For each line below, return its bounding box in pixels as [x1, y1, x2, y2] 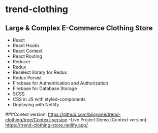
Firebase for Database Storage [12, 85, 77, 92]
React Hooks [12, 42, 40, 49]
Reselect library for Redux [12, 69, 67, 75]
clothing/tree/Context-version [5, 117, 68, 122]
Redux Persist [12, 75, 42, 80]
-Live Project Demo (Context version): [68, 117, 148, 122]
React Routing [12, 53, 42, 59]
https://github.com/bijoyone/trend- [48, 111, 121, 117]
